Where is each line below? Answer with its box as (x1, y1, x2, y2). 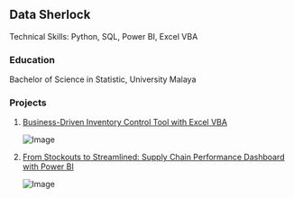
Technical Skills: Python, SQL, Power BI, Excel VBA (9, 31, 198, 41)
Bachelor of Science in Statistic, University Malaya (9, 74, 197, 85)
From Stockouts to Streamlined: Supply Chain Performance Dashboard (22, 152, 285, 163)
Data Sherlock (9, 7, 91, 22)
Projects (9, 96, 47, 109)
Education (9, 53, 56, 66)
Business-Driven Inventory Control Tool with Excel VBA (22, 117, 228, 128)
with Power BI (22, 161, 74, 172)
